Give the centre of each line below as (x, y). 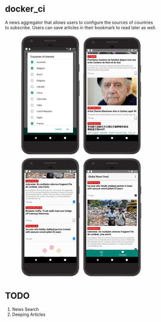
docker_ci (25, 9)
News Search (25, 309)
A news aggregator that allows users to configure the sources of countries (79, 22)
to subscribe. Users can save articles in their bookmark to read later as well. (81, 27)
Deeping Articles (29, 315)
